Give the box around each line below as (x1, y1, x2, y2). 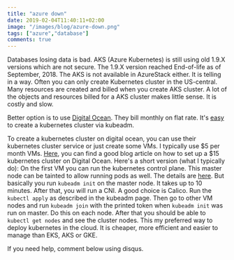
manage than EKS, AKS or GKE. (7, 231, 98, 240)
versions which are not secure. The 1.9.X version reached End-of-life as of (7, 63, 221, 71)
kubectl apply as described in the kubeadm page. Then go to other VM (7, 194, 213, 203)
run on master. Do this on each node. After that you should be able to (7, 209, 206, 217)
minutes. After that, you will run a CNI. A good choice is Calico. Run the (7, 187, 212, 195)
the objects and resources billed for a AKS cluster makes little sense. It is (7, 92, 217, 101)
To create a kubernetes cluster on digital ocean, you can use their (7, 134, 197, 143)
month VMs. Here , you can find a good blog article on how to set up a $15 (7, 150, 220, 158)
